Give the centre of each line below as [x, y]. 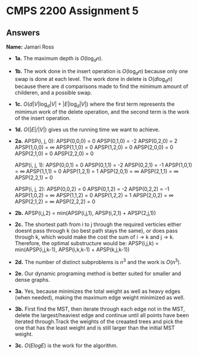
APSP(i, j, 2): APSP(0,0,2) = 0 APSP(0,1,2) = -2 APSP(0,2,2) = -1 [92, 189]
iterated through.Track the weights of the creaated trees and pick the [99, 321]
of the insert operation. [43, 118]
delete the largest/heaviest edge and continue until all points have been [102, 315]
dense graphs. [32, 279]
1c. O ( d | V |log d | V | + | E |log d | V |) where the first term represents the [95, 105]
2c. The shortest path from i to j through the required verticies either [98, 224]
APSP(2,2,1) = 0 [34, 178]
